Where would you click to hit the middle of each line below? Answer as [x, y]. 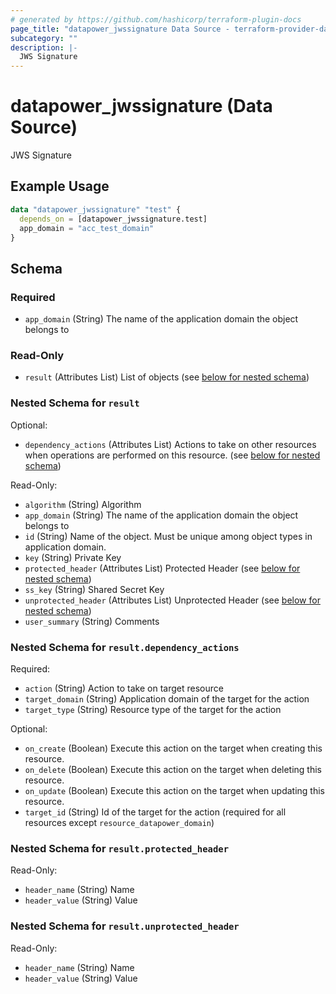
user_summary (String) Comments [92, 621]
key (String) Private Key [73, 557]
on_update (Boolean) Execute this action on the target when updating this [174, 790]
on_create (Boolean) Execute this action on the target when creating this [173, 748]
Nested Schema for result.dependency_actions [125, 647]
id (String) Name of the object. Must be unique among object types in [168, 536]
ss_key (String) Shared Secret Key [94, 589]
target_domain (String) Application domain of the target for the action [167, 698]
